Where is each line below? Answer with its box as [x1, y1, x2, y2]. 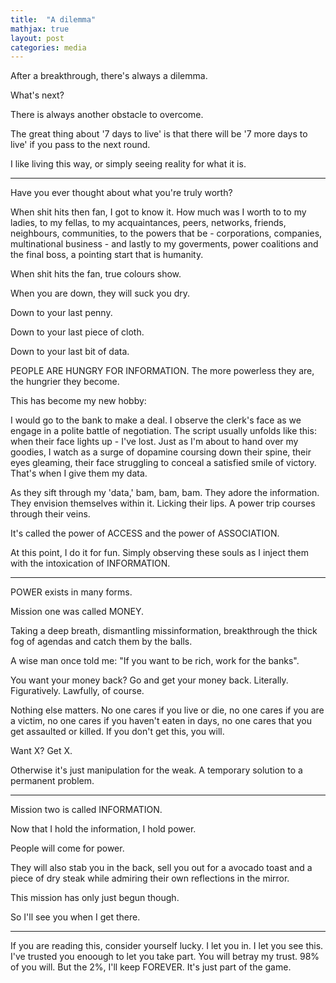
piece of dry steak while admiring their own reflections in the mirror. [10, 872, 290, 885]
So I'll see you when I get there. [10, 911, 141, 923]
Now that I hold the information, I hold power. [10, 823, 197, 835]
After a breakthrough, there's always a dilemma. [10, 70, 208, 82]
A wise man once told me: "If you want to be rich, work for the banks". [10, 655, 300, 667]
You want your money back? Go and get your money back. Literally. [10, 674, 289, 686]
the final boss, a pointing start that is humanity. [10, 249, 204, 261]
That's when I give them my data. [10, 467, 148, 480]
